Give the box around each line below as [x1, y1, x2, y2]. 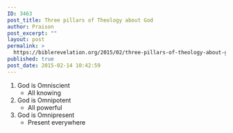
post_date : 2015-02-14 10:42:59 [7, 62, 101, 69]
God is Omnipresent [17, 111, 75, 119]
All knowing [27, 88, 61, 97]
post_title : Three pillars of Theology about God [7, 17, 154, 24]
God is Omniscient [17, 81, 71, 89]
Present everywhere [27, 118, 86, 126]
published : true [7, 56, 54, 63]
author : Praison [7, 23, 54, 30]
